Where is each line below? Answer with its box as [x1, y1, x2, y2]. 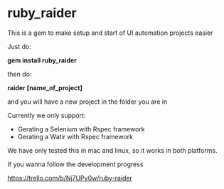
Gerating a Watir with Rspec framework [17, 132, 134, 141]
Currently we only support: [7, 111, 86, 119]
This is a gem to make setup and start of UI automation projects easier [7, 28, 213, 37]
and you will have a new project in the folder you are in [7, 97, 168, 106]
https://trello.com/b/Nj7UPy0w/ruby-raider [7, 173, 133, 182]
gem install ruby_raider [7, 55, 77, 65]
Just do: [7, 42, 32, 50]
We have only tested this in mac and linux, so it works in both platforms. [7, 146, 218, 154]
